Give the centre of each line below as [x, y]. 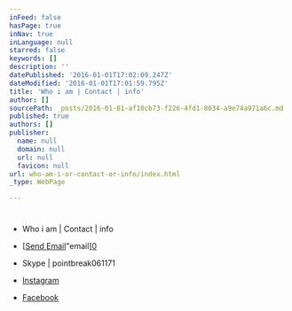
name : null [37, 141]
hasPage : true [36, 26]
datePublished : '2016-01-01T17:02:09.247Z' [91, 75]
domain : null [41, 149]
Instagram [40, 281]
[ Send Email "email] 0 [59, 246]
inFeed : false [36, 17]
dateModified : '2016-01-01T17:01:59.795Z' [89, 83]
